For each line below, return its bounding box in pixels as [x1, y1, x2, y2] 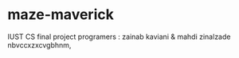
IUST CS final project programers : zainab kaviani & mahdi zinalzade [7, 32, 231, 41]
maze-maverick [7, 6, 115, 24]
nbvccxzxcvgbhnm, [7, 40, 72, 49]
